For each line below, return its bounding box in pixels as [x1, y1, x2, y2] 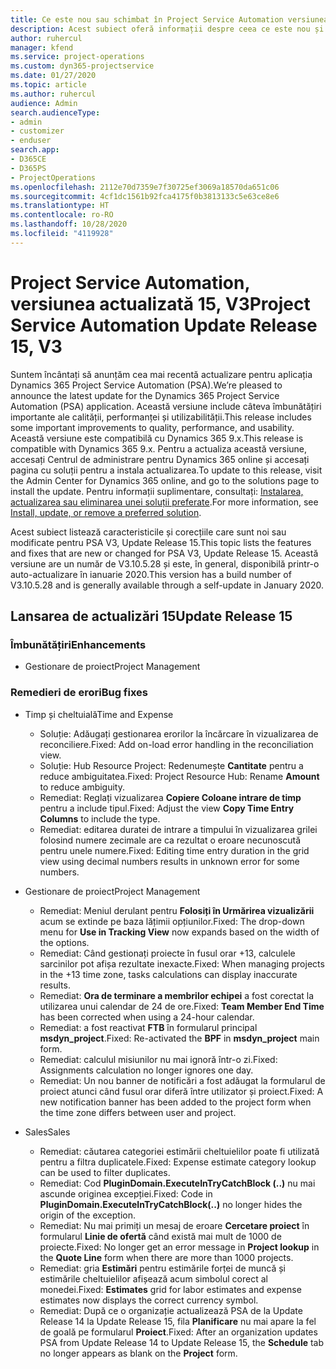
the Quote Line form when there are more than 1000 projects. [39, 1251, 294, 1263]
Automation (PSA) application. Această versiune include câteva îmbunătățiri [10, 400, 322, 412]
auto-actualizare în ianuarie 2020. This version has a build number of [10, 568, 292, 580]
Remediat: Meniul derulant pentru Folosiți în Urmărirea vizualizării [39, 904, 315, 916]
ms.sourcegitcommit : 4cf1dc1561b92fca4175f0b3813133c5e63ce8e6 [10, 191, 280, 201]
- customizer [10, 126, 65, 136]
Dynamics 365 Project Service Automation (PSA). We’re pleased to [10, 379, 283, 391]
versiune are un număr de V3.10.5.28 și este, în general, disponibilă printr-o [10, 557, 320, 570]
